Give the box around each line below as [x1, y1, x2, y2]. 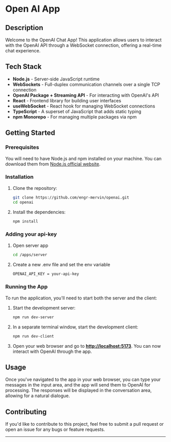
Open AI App [5, 3, 60, 15]
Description [5, 23, 43, 32]
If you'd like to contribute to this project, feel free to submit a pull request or [5, 421, 164, 427]
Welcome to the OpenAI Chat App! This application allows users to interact [5, 37, 162, 43]
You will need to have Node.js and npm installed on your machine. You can [5, 155, 162, 161]
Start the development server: [12, 305, 76, 311]
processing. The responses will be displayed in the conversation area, [5, 388, 152, 394]
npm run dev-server [12, 314, 54, 320]
